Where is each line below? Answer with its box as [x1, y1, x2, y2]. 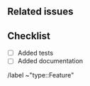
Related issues [7, 6, 74, 18]
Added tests [17, 49, 54, 58]
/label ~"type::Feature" [7, 71, 74, 80]
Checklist [7, 30, 51, 42]
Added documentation [17, 57, 84, 65]
